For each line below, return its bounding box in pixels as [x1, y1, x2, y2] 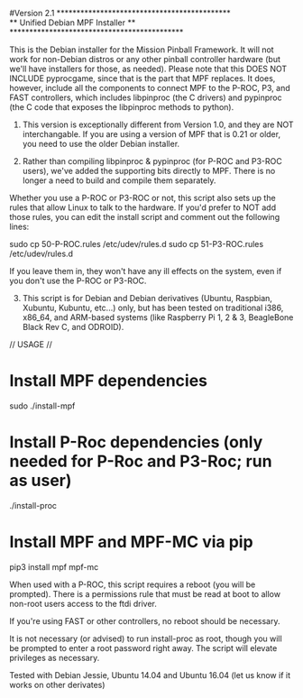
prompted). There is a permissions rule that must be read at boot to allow [9, 588, 281, 599]
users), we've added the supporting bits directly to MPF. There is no [22, 166, 276, 176]
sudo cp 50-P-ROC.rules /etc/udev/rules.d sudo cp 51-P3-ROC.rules [9, 239, 264, 249]
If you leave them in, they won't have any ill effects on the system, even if [9, 266, 282, 276]
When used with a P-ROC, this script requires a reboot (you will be [9, 579, 256, 590]
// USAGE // [9, 339, 52, 350]
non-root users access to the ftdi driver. [9, 598, 158, 609]
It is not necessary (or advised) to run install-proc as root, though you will [9, 633, 282, 644]
